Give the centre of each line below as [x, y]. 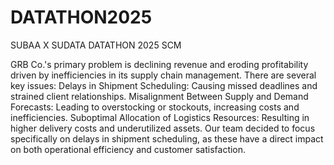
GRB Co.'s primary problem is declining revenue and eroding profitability [159, 64]
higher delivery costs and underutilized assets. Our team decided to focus [163, 128]
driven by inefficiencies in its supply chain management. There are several [163, 75]
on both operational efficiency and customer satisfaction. [128, 149]
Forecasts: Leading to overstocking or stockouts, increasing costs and [155, 107]
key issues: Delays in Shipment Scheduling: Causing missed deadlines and [164, 85]
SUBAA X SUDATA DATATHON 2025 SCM [96, 45]
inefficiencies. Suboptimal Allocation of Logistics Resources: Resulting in [160, 117]
